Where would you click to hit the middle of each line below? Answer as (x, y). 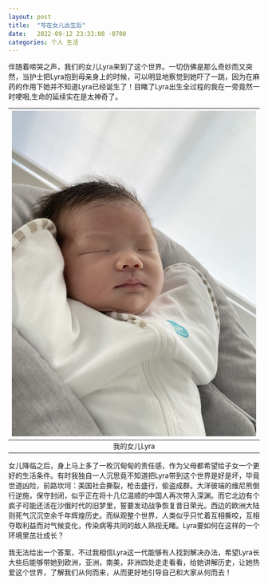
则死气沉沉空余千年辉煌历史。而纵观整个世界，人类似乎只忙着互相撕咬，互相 (134, 515)
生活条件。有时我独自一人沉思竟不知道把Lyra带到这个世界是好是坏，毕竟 (141, 475)
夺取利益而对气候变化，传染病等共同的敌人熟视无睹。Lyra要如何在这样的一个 (134, 525)
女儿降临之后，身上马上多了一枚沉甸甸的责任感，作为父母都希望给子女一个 (130, 465)
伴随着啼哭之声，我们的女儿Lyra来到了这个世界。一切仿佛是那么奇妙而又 (127, 67)
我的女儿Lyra (134, 446)
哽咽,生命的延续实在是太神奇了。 (69, 97)
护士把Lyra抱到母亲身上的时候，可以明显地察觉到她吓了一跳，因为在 (141, 77)
